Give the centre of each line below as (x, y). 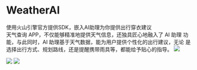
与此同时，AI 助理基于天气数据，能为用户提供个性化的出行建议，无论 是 (104, 42)
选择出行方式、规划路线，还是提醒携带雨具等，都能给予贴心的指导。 (89, 49)
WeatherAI (33, 10)
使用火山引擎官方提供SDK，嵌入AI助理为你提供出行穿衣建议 (79, 27)
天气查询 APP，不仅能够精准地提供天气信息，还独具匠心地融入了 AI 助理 (94, 34)
